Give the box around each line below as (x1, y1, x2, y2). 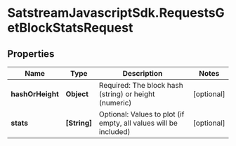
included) (98, 127, 131, 136)
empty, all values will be (98, 118, 178, 128)
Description (122, 69, 163, 78)
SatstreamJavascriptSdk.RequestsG (7, 5, 225, 21)
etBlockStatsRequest (7, 20, 133, 36)
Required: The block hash (98, 81, 184, 90)
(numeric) (98, 98, 132, 107)
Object (65, 89, 89, 99)
